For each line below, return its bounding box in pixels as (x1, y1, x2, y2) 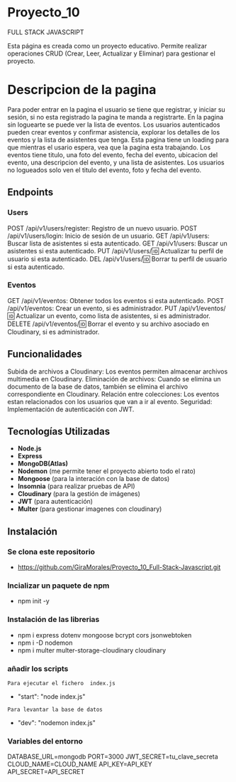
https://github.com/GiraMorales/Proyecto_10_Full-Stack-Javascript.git (17, 563, 221, 571)
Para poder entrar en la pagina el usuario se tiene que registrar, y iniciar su (7, 105, 225, 114)
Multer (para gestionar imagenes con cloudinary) (17, 504, 162, 513)
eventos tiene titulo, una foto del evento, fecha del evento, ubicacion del (7, 150, 218, 159)
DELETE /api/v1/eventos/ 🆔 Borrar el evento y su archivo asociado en (7, 319, 210, 328)
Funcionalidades (7, 348, 83, 360)
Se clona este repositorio (7, 546, 96, 556)
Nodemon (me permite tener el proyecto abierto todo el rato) (17, 467, 196, 475)
